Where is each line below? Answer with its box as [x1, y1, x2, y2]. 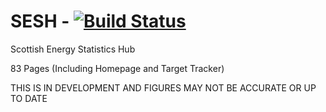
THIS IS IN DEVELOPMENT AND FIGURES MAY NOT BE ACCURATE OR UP [10, 81, 317, 94]
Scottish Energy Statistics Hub [10, 43, 136, 55]
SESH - [10, 10, 70, 33]
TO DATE [10, 92, 48, 104]
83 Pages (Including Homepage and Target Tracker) [10, 62, 225, 74]
